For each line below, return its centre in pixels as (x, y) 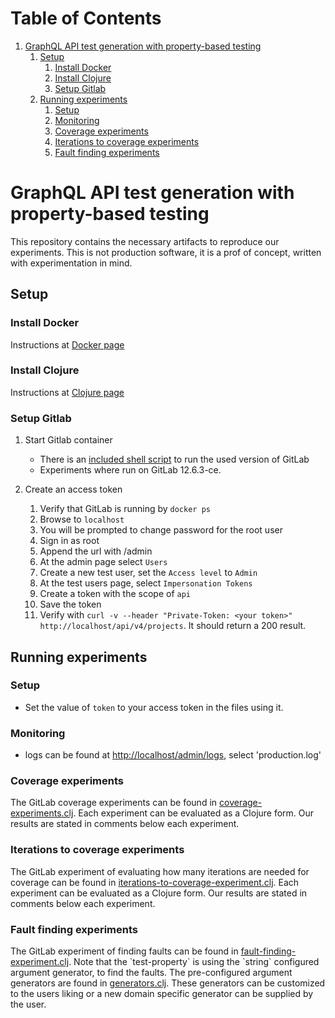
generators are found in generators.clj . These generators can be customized (168, 983)
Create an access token (73, 489)
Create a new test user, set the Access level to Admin (148, 573)
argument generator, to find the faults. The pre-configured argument (151, 973)
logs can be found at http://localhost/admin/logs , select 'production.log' (173, 755)
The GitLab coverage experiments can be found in (114, 803)
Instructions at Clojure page (67, 392)
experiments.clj (42, 813)
